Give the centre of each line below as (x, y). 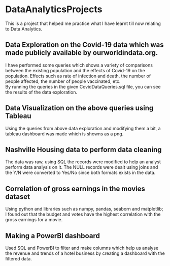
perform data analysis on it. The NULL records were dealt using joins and (82, 167)
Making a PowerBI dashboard (53, 236)
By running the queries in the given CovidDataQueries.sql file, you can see (83, 86)
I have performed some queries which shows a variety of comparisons (79, 65)
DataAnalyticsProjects (54, 9)
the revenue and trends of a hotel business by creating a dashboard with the (85, 253)
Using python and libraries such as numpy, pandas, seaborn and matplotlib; (84, 209)
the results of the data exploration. (41, 92)
